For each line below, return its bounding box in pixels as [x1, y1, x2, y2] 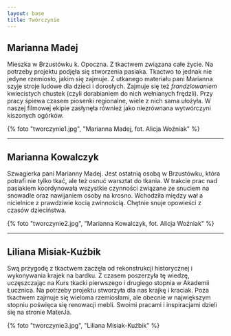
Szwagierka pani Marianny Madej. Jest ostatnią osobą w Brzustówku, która [7, 169, 221, 178]
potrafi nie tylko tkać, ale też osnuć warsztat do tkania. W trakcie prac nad [7, 177, 218, 185]
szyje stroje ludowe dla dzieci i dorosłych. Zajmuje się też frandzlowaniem [7, 82, 218, 90]
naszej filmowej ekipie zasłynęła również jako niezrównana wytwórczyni [7, 104, 211, 112]
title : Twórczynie [7, 17, 60, 23]
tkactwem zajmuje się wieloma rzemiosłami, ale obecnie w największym [7, 293, 211, 302]
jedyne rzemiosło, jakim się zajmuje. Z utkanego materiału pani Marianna [7, 75, 213, 83]
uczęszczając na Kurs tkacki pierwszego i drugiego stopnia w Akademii [7, 278, 210, 286]
